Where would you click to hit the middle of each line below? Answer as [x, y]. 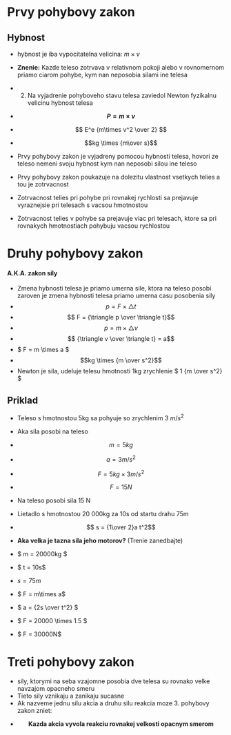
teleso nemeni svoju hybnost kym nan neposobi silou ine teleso [107, 164]
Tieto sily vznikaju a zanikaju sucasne [71, 696]
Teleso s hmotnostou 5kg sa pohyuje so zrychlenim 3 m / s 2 [100, 417]
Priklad [23, 400]
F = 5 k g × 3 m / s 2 [121, 473]
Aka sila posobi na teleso [52, 431]
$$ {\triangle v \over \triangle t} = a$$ [121, 339]
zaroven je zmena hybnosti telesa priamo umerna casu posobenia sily [116, 296]
